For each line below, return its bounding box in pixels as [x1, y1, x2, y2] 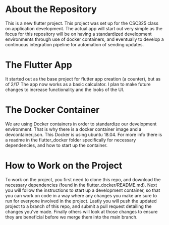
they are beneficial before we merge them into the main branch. [5, 214, 138, 220]
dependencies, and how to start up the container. [5, 142, 107, 148]
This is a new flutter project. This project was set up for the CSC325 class [5, 20, 159, 26]
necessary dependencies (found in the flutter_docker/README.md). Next [5, 182, 157, 188]
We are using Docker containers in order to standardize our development [5, 121, 157, 127]
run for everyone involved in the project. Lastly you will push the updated [5, 198, 157, 204]
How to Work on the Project [5, 160, 123, 171]
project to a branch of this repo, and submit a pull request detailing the [5, 203, 152, 209]
